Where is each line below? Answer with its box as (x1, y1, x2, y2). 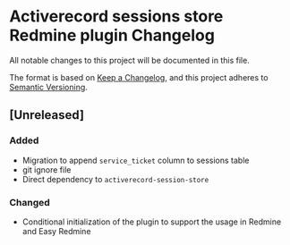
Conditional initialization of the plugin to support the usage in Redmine (21, 216, 282, 227)
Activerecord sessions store (9, 6, 224, 27)
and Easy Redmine (21, 225, 91, 236)
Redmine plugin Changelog (9, 25, 215, 46)
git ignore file (21, 164, 72, 175)
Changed (9, 196, 51, 208)
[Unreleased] (9, 107, 85, 122)
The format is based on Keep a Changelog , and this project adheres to (9, 72, 269, 82)
